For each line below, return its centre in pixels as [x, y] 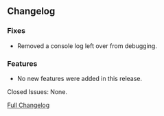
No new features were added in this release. [80, 78]
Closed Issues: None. [37, 91]
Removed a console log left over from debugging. [87, 46]
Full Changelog [28, 105]
